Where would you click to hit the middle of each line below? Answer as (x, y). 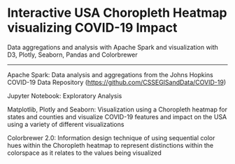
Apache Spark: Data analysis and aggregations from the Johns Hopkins (110, 74)
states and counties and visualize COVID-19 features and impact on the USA (117, 116)
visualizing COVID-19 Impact (92, 28)
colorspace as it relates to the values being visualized (85, 153)
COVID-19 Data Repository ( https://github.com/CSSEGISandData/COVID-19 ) (116, 82)
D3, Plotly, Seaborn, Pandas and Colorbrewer (72, 55)
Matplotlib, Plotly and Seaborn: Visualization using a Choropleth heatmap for (117, 109)
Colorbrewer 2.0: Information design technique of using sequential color (111, 137)
